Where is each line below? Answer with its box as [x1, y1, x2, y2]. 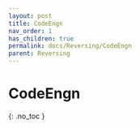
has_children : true [8, 34, 74, 43]
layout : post [8, 11, 53, 20]
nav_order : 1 [8, 27, 53, 35]
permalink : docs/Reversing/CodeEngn [8, 42, 132, 50]
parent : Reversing [8, 49, 70, 58]
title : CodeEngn [8, 19, 63, 28]
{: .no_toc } [8, 111, 45, 121]
